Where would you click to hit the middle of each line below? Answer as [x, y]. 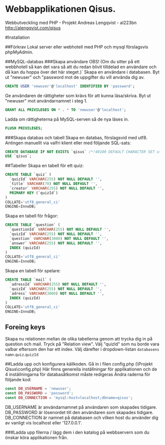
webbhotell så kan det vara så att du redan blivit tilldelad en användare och [81, 67]
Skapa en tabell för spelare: [33, 271]
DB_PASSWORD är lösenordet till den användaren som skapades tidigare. [79, 412]
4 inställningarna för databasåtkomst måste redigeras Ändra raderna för [78, 374]
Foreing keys [25, 327]
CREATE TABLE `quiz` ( [28, 175]
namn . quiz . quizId [22, 354]
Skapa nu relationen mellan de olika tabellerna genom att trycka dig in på [79, 339]
